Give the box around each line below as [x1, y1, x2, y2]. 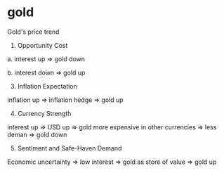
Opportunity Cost [17, 41, 68, 49]
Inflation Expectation [17, 82, 77, 90]
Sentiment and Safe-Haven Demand [17, 143, 122, 152]
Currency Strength [17, 109, 72, 117]
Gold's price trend [7, 27, 60, 36]
